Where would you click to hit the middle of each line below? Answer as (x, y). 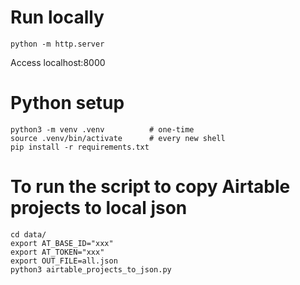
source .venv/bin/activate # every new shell (118, 138)
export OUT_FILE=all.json (64, 261)
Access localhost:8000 (58, 62)
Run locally (57, 17)
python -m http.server (57, 44)
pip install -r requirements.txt (80, 147)
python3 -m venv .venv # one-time (102, 129)
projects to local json (99, 208)
